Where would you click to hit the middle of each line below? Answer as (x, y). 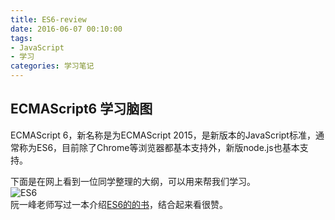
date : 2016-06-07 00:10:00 (66, 29)
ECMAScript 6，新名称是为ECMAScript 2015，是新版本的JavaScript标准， (163, 135)
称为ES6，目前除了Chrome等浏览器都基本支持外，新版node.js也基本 (159, 147)
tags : (21, 38)
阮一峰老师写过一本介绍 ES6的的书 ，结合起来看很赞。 (119, 204)
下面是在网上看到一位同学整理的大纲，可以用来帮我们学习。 (133, 181)
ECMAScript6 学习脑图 (81, 109)
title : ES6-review (48, 19)
